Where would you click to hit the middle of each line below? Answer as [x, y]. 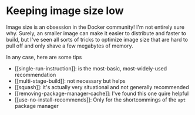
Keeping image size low [65, 11]
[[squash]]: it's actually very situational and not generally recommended [102, 87]
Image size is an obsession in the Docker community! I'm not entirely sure [95, 27]
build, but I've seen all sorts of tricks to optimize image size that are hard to [97, 39]
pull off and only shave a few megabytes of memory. [70, 46]
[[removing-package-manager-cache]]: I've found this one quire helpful [102, 93]
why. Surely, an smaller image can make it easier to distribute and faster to [96, 33]
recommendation [35, 75]
